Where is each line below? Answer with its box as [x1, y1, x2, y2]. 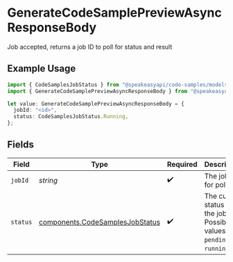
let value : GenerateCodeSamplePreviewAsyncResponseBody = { [7, 100, 185, 107]
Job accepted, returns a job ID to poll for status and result [7, 42, 173, 51]
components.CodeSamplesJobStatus [39, 217, 161, 227]
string [39, 175, 58, 185]
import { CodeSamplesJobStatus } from [7, 81, 119, 88]
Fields [7, 139, 35, 151]
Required [166, 159, 198, 169]
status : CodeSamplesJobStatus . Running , [13, 113, 129, 120]
